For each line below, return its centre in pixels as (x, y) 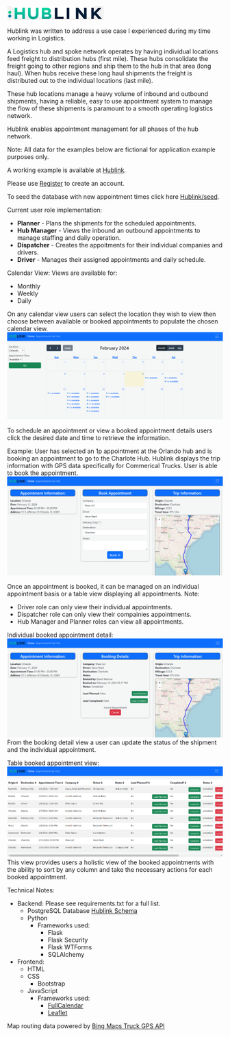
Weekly (28, 293)
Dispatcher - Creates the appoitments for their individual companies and (120, 245)
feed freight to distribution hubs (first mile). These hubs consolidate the (108, 59)
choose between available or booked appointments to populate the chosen (113, 321)
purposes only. (28, 157)
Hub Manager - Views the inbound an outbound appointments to (108, 230)
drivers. (28, 252)
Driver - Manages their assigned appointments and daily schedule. (111, 259)
